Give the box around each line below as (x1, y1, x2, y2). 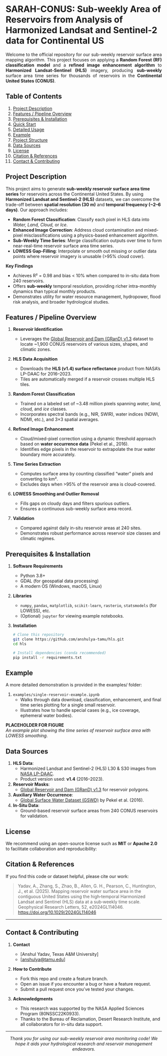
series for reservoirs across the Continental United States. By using (5, 191, 144, 197)
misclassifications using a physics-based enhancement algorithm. (23, 232, 159, 238)
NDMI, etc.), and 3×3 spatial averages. (20, 417, 100, 423)
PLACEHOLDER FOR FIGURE (5, 722, 64, 728)
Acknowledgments (12, 995, 53, 1001)
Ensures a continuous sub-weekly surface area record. (20, 506, 133, 512)
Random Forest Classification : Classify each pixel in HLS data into (12, 216, 150, 222)
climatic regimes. (20, 536, 56, 542)
